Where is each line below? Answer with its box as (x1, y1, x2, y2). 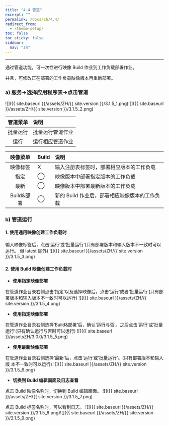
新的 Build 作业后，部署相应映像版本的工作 (54, 192, 155, 199)
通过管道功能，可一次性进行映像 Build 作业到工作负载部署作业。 (5, 64, 137, 70)
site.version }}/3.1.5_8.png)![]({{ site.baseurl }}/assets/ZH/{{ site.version (5, 410, 154, 416)
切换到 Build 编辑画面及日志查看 (12, 377, 79, 384)
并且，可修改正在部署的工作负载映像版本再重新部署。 (5, 75, 116, 81)
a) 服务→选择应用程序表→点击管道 (5, 89, 89, 96)
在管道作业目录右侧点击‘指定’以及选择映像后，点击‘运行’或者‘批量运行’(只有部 (5, 289, 164, 295)
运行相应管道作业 (33, 138, 74, 145)
